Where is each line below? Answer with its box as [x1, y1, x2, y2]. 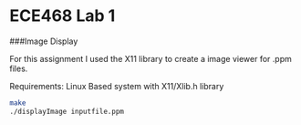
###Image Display [9, 36, 78, 47]
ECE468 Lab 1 [9, 5, 116, 26]
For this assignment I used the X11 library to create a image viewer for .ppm [9, 53, 292, 64]
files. [9, 63, 28, 74]
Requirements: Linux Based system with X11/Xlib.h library [9, 80, 224, 91]
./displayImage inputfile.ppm [9, 107, 125, 116]
